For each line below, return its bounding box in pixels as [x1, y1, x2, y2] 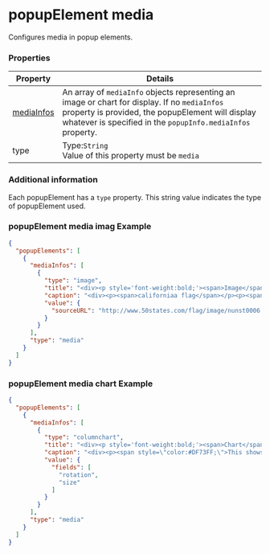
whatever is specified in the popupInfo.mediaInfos [62, 117, 251, 128]
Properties [8, 52, 51, 64]
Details [145, 73, 174, 84]
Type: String [62, 140, 108, 151]
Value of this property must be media [62, 150, 199, 162]
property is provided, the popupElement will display [62, 107, 256, 118]
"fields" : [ [51, 463, 92, 471]
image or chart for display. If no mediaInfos [62, 96, 224, 108]
